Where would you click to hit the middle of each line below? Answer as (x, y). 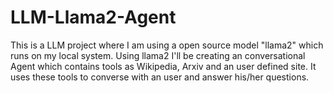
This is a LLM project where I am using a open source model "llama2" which (167, 45)
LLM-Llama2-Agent (93, 17)
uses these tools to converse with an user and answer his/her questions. (160, 77)
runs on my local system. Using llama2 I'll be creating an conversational (158, 55)
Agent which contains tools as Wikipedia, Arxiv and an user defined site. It (163, 66)
